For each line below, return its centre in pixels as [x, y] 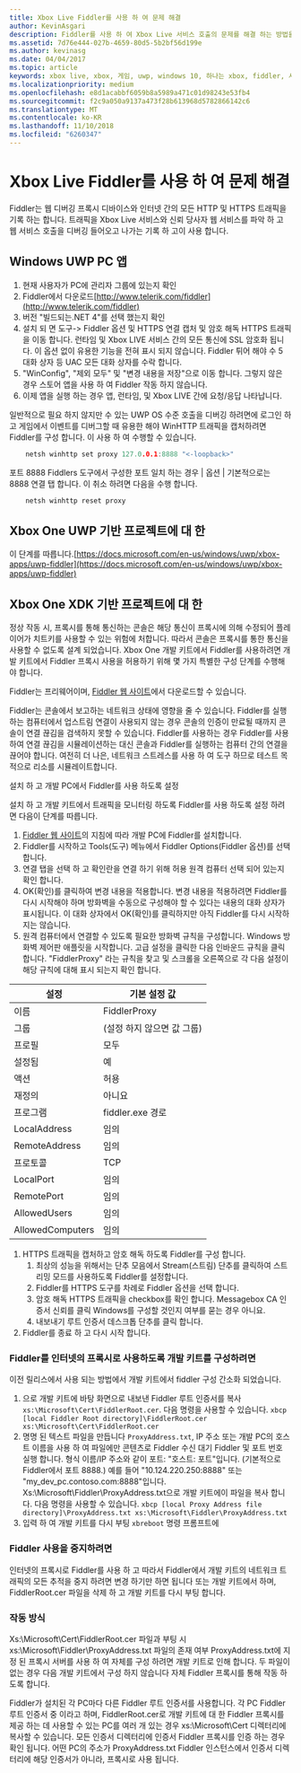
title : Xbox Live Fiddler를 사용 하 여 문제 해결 [95, 18]
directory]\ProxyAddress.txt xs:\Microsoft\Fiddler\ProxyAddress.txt [155, 1514]
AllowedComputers [54, 1229]
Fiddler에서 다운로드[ [59, 296]
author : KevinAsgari [48, 26]
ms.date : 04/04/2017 [48, 59]
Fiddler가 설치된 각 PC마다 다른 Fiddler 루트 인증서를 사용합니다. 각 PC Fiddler [148, 1703]
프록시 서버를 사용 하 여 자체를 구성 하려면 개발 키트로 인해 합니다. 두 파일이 [159, 1661]
